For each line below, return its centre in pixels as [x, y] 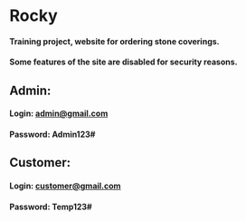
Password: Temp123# [51, 207]
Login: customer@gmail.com [65, 186]
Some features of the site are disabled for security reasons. [123, 62]
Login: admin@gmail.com [59, 113]
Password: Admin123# [52, 134]
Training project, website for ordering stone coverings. [114, 41]
